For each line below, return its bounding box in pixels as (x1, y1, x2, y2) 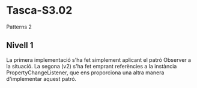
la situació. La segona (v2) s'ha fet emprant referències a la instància (6, 62, 177, 70)
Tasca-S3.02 (6, 4, 73, 17)
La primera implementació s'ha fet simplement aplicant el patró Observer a (6, 56, 191, 63)
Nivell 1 (6, 40, 34, 51)
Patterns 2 (6, 23, 32, 30)
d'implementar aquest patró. (6, 75, 77, 82)
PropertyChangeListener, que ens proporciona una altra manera (6, 69, 165, 76)
